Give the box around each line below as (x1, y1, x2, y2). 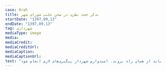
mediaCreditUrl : (5, 44, 39, 49)
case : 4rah (5, 7, 28, 12)
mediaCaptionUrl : (5, 53, 41, 59)
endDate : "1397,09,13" (5, 21, 52, 26)
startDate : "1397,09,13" (5, 16, 57, 21)
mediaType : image (5, 30, 41, 35)
